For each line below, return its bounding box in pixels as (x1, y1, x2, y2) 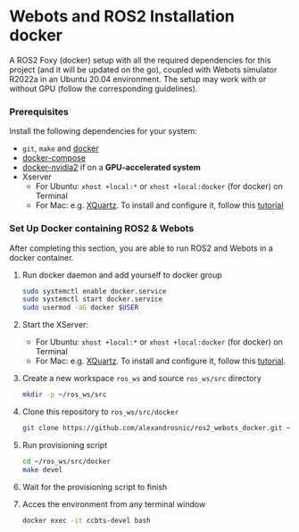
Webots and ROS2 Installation (9, 6, 235, 27)
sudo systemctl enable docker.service (21, 287, 167, 295)
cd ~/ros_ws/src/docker (21, 457, 112, 466)
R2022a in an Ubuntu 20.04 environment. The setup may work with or (9, 73, 267, 84)
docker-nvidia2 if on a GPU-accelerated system (21, 162, 201, 173)
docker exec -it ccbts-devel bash (21, 516, 151, 525)
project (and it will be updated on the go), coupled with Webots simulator (9, 64, 278, 75)
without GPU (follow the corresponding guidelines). (9, 83, 198, 94)
